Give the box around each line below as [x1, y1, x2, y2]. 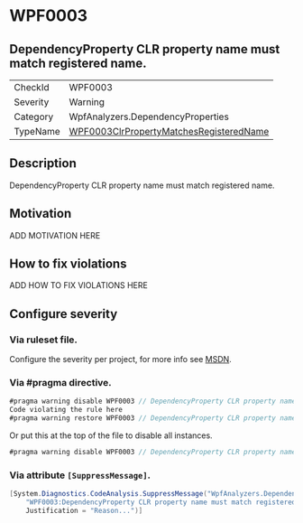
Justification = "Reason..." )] [25, 506, 143, 515]
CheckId [14, 81, 50, 93]
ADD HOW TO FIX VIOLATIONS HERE [9, 280, 149, 291]
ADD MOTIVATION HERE [9, 229, 101, 240]
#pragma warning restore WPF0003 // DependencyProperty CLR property [9, 414, 277, 423]
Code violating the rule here [9, 406, 124, 415]
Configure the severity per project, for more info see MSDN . [9, 354, 232, 365]
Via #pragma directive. [9, 377, 113, 389]
